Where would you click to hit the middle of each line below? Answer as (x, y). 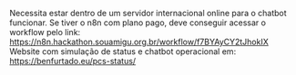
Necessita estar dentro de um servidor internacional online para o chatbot (148, 13)
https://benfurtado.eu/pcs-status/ (73, 61)
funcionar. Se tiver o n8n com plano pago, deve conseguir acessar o (138, 23)
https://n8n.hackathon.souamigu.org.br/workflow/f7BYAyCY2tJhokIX (139, 42)
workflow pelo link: (45, 32)
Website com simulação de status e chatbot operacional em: (123, 52)
